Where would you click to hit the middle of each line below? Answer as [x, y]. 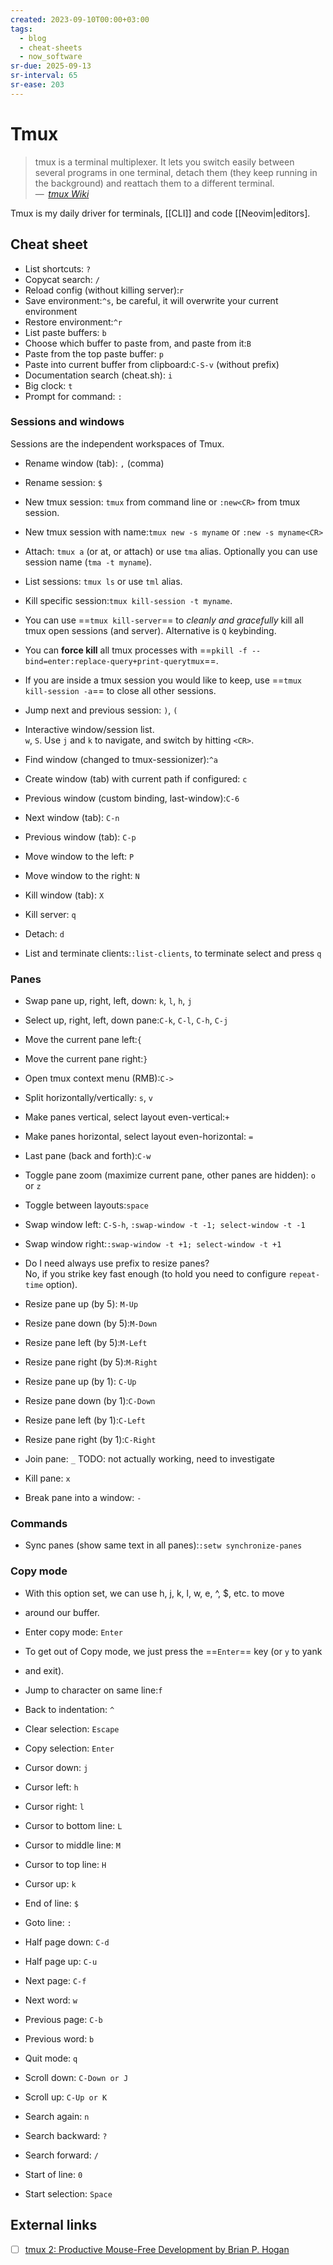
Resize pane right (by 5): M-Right [91, 1362]
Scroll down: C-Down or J [76, 2077]
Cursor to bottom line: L [73, 1825]
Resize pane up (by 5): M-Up [81, 1304]
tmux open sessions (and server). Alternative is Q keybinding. [150, 630]
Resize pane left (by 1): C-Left [85, 1420]
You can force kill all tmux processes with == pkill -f [136, 650]
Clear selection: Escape [72, 1728]
